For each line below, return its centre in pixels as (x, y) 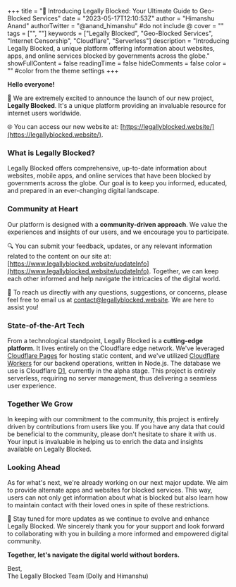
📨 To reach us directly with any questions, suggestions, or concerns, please (117, 292)
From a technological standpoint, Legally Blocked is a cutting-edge (105, 340)
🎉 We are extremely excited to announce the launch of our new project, (111, 98)
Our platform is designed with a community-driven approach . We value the (117, 224)
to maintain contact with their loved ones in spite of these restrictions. (108, 505)
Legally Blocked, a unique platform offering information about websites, (111, 48)
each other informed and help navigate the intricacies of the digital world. (114, 278)
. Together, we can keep (184, 271)
